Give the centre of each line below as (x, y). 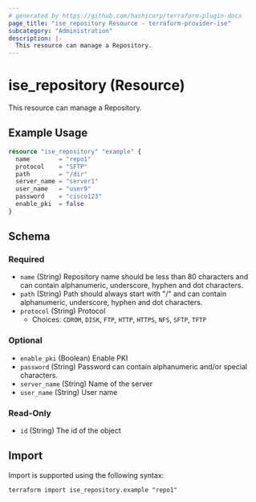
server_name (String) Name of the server (86, 384)
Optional (25, 340)
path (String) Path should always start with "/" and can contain (123, 294)
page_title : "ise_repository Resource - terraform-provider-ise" (120, 23)
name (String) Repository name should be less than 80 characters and (134, 277)
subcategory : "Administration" (61, 31)
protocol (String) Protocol (63, 311)
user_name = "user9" (53, 189)
